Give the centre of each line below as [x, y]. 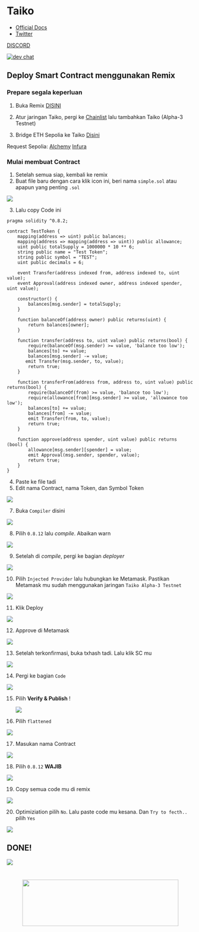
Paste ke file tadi [36, 481]
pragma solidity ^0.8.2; [37, 221]
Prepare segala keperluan [45, 92]
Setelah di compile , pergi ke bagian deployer [70, 556]
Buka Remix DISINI [38, 105]
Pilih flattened [33, 721]
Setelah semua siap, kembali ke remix [61, 174]
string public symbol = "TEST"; [57, 257]
